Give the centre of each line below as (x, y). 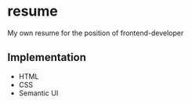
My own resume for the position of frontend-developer (96, 33)
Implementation (47, 57)
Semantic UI (38, 93)
